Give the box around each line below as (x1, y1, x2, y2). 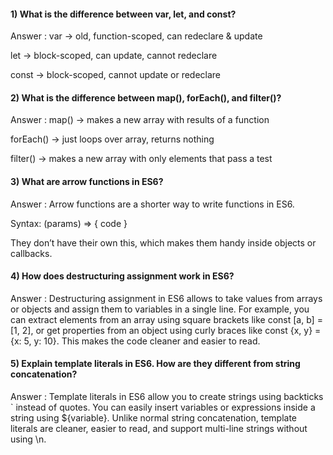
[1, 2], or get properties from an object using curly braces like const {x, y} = (10, 324, 322, 336)
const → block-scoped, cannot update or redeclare (10, 69, 222, 81)
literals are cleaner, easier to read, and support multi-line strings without (10, 423, 308, 435)
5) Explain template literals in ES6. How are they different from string (10, 358, 301, 370)
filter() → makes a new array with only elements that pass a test (10, 153, 273, 165)
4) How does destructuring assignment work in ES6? (10, 270, 235, 282)
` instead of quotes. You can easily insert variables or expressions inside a (10, 401, 316, 414)
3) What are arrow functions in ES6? (10, 176, 164, 187)
